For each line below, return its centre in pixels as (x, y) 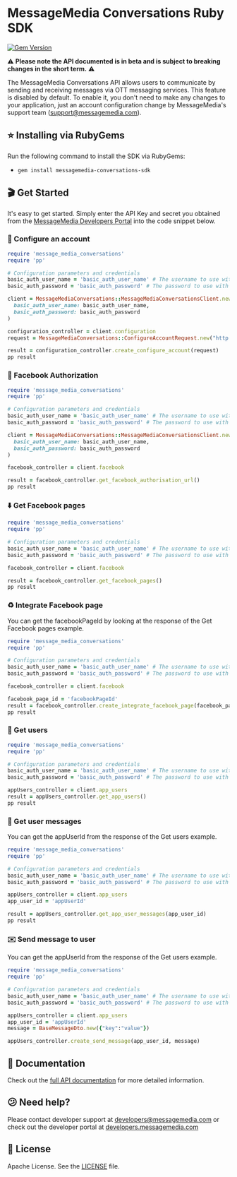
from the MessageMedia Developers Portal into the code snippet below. (112, 221)
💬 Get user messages (44, 821)
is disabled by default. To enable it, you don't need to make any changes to (116, 97)
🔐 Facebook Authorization (53, 376)
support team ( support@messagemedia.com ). (74, 112)
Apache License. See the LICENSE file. (63, 1166)
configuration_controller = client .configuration (82, 331)
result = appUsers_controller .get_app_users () (77, 797)
